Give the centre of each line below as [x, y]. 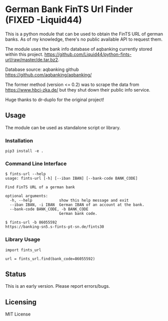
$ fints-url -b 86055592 [31, 222]
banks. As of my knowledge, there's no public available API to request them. [84, 39]
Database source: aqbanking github [42, 69]
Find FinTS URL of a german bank [40, 187]
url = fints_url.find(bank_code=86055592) [50, 259]
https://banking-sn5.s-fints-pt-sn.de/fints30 [55, 227]
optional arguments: [27, 196]
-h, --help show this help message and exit [69, 200]
